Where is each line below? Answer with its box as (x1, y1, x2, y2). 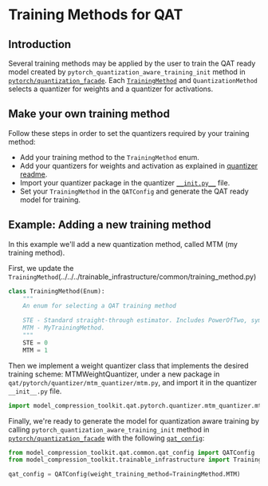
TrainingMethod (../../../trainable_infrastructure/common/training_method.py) (8, 272, 257, 281)
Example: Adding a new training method (8, 218, 211, 232)
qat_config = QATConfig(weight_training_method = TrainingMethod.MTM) (8, 470, 241, 479)
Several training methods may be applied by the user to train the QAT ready (8, 58, 256, 68)
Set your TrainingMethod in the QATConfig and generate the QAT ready (19, 186, 249, 196)
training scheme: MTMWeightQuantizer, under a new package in (8, 369, 220, 379)
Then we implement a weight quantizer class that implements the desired (8, 361, 249, 370)
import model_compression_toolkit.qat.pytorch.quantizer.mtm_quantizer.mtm (8, 401, 266, 409)
